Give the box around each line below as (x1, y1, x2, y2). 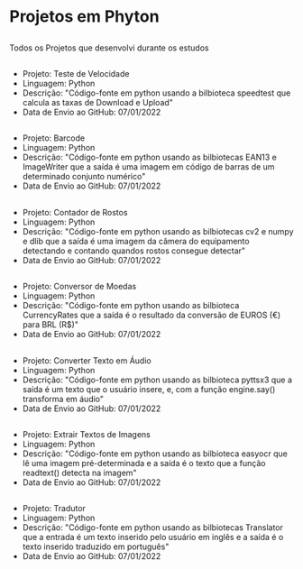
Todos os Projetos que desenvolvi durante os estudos (9, 42, 209, 53)
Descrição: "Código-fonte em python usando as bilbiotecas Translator (22, 522, 284, 533)
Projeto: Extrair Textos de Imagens (22, 428, 151, 439)
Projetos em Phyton (9, 6, 160, 27)
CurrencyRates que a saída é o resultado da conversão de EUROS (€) (22, 309, 281, 321)
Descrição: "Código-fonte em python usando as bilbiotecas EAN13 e (22, 151, 277, 163)
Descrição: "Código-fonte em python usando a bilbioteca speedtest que (22, 87, 291, 98)
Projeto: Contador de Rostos (22, 206, 128, 217)
